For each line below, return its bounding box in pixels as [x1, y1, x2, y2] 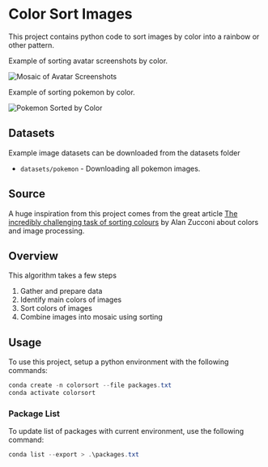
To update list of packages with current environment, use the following [8, 427, 245, 436]
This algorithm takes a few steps [8, 270, 117, 280]
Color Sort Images [8, 5, 133, 23]
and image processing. [8, 226, 85, 236]
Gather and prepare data [19, 287, 103, 296]
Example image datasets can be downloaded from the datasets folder [8, 147, 240, 158]
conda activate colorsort [8, 389, 96, 397]
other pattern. [8, 40, 55, 49]
